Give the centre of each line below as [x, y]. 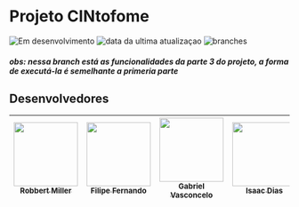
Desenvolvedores [59, 98]
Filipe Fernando [118, 191]
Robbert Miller [46, 191]
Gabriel [191, 187]
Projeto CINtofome [79, 16]
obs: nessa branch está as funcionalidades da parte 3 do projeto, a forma [149, 61]
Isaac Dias [264, 191]
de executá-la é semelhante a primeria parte [94, 71]
